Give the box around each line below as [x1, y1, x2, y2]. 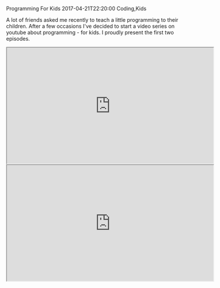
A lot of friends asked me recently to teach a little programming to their [6, 16, 179, 23]
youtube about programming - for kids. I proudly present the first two [6, 29, 174, 36]
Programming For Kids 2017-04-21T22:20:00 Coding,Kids [6, 5, 147, 12]
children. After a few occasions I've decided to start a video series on [6, 23, 175, 29]
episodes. [6, 35, 31, 42]
